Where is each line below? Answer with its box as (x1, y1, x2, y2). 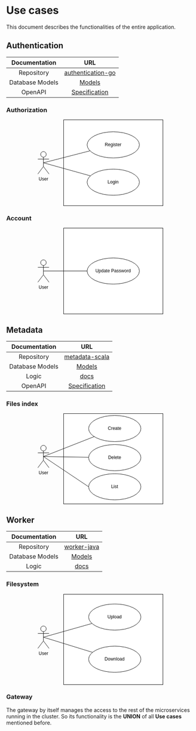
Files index (6, 400, 39, 408)
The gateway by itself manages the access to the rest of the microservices (6, 706, 190, 714)
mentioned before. (6, 719, 52, 726)
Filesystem (6, 580, 39, 588)
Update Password (95, 268, 131, 274)
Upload (107, 613, 122, 620)
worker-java (64, 543, 100, 551)
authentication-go (64, 68, 116, 76)
